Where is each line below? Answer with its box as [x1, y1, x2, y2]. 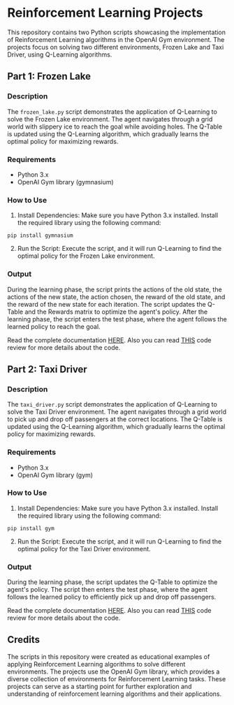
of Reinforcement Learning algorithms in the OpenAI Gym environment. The [7, 35, 225, 43]
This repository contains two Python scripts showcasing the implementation [7, 28, 226, 36]
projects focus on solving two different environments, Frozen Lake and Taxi [7, 43, 224, 51]
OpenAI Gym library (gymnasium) [17, 177, 114, 186]
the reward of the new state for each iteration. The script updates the [7, 300, 206, 308]
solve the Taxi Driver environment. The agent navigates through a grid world [7, 407, 227, 416]
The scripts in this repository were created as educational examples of [7, 652, 210, 661]
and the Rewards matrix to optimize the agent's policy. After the [24, 307, 208, 316]
